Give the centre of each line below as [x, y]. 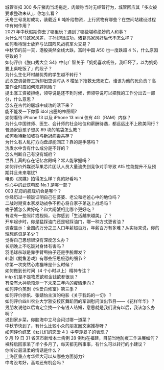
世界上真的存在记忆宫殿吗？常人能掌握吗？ [48, 160]
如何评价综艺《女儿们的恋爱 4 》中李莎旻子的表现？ [57, 332]
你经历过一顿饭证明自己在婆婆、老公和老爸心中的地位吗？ [63, 197]
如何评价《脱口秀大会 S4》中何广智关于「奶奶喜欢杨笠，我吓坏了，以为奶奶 [81, 62]
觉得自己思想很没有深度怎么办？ [37, 240]
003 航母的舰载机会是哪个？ [34, 191]
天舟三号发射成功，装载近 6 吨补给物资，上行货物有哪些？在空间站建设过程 [81, 19]
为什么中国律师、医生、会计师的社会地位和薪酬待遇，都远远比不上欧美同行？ [82, 123]
